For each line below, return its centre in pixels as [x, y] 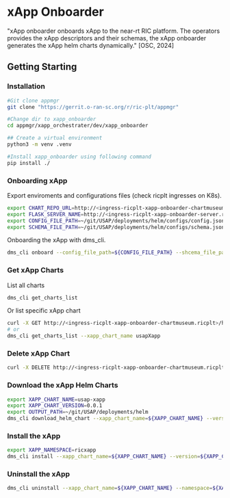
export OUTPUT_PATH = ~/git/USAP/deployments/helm [78, 412]
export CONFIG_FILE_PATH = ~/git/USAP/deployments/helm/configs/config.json [116, 221]
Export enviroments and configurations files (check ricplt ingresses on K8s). [115, 195]
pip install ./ [29, 163]
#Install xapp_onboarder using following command [79, 157]
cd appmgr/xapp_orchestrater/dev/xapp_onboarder [78, 126]
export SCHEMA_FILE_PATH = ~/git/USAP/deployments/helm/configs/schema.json [116, 227]
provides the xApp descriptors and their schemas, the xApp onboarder [107, 38]
